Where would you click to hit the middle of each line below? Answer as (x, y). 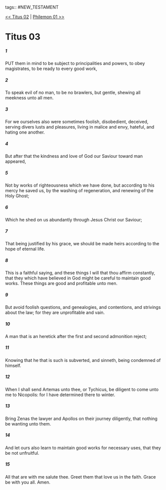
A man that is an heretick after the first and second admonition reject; (76, 336)
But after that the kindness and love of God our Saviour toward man (74, 156)
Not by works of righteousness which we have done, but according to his (80, 185)
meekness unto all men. (29, 98)
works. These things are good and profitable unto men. (61, 283)
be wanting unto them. (28, 423)
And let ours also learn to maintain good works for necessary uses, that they (83, 448)
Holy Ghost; (17, 196)
